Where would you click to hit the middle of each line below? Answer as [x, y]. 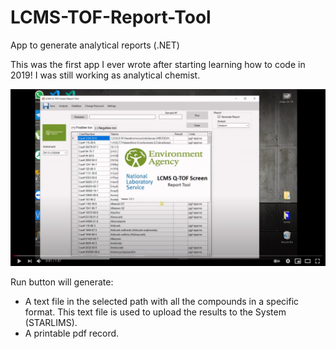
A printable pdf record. [72, 333]
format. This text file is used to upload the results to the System [155, 312]
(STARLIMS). [51, 323]
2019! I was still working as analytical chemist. [105, 75]
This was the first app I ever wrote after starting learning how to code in [158, 64]
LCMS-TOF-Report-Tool [111, 17]
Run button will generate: [62, 282]
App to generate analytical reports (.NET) [95, 45]
